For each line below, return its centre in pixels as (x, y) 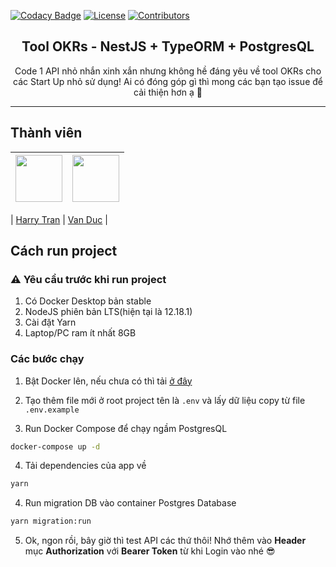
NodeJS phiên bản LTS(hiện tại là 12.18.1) (108, 312)
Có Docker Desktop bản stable (88, 301)
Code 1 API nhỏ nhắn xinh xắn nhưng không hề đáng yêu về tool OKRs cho (168, 71)
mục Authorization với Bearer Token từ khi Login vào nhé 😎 (150, 551)
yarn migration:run (51, 521)
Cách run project (64, 251)
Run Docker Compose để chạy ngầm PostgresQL (126, 428)
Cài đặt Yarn (50, 322)
